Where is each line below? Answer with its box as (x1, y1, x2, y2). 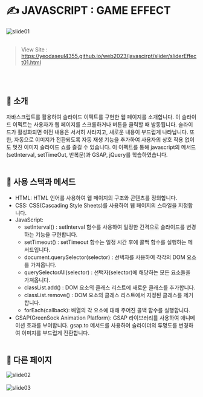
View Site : (21, 45, 48, 53)
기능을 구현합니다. (35, 231, 78, 238)
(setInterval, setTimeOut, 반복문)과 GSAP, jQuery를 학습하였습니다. (6, 151, 168, 158)
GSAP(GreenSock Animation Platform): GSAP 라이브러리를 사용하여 (14, 314, 179, 321)
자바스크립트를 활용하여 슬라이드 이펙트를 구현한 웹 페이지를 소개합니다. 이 (6, 113, 181, 120)
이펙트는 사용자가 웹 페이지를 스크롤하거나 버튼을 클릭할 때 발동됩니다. (12, 120, 177, 128)
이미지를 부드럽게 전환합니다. (21, 329, 89, 336)
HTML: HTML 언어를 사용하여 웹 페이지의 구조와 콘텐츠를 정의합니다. (14, 194, 178, 202)
